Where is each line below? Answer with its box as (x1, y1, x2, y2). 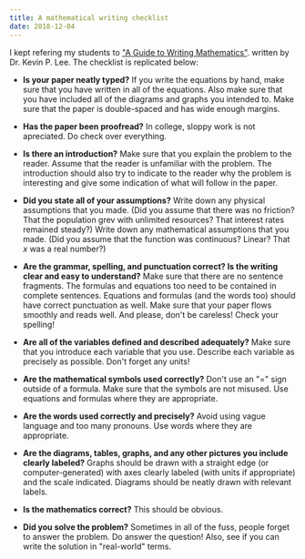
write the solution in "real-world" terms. (22, 541, 172, 552)
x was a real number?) (22, 243, 107, 254)
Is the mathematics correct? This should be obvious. (22, 503, 224, 514)
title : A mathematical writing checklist (9, 13, 169, 23)
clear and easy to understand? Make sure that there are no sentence (22, 270, 284, 281)
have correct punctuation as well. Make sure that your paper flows (22, 300, 272, 310)
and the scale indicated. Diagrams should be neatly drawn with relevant (22, 476, 291, 487)
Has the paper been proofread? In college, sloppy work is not (22, 120, 256, 132)
